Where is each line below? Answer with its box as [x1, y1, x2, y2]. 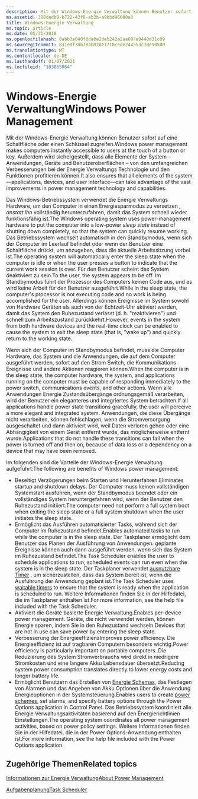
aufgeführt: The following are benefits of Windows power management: [6, 465, 179, 473]
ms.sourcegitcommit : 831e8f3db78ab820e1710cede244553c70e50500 [6, 42, 165, 48]
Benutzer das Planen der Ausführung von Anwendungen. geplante [14, 540, 177, 547]
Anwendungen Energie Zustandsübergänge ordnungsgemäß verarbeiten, [6, 391, 184, 398]
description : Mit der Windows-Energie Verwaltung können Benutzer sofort [6, 8, 192, 15]
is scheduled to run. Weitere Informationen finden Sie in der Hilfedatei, [14, 590, 186, 597]
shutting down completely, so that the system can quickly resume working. [6, 228, 189, 235]
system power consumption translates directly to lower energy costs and [14, 666, 193, 673]
